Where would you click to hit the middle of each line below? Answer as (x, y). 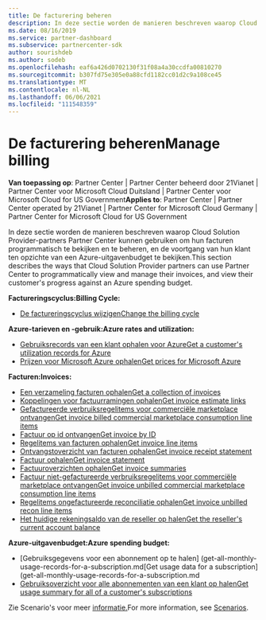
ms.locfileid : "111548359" (53, 104)
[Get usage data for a (178, 567)
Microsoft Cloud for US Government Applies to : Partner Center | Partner (125, 200)
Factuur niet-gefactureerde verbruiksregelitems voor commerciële (128, 477)
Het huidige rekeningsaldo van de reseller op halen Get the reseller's (131, 519)
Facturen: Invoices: (40, 377)
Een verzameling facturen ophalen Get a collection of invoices (120, 392)
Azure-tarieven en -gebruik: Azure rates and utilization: (101, 329)
